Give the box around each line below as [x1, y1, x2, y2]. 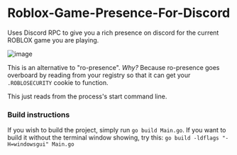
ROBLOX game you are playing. [7, 35, 99, 44]
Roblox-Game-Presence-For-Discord [7, 5, 231, 21]
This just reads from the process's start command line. [7, 92, 167, 101]
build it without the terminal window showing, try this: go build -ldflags [7, 133, 220, 142]
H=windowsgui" [7, 141, 50, 148]
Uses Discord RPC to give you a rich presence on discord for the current [7, 28, 219, 37]
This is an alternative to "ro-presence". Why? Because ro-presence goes [7, 63, 220, 71]
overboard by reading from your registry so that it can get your [7, 71, 191, 79]
